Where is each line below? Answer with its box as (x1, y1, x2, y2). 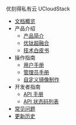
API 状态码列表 (23, 98, 59, 105)
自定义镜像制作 (23, 76, 60, 83)
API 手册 (23, 91, 44, 98)
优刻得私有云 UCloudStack (6, 5, 70, 12)
